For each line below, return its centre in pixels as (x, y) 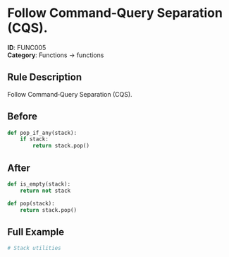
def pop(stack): (31, 203)
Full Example (36, 232)
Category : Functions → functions (56, 55)
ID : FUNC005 (27, 47)
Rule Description (45, 77)
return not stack (45, 191)
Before (22, 117)
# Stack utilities (34, 249)
